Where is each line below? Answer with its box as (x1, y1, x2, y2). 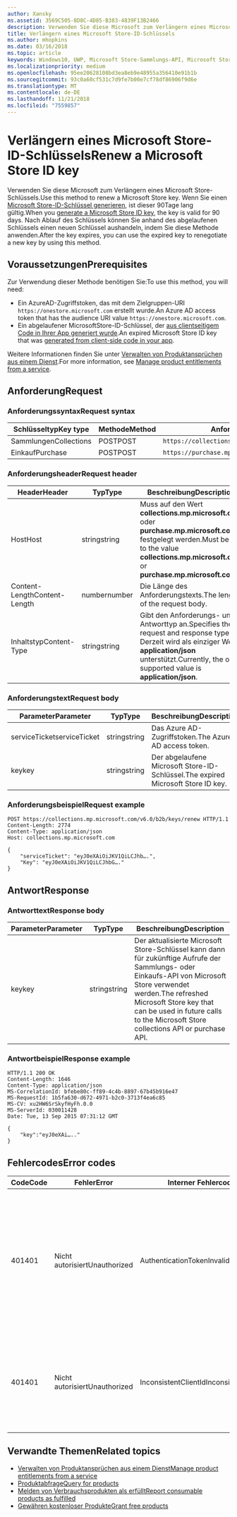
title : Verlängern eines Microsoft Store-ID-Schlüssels (7, 30, 175, 37)
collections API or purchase (134, 1023, 226, 1033)
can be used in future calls (134, 1006, 222, 1016)
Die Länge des (140, 581, 188, 591)
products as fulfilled (17, 1494, 76, 1502)
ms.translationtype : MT (7, 83, 78, 90)
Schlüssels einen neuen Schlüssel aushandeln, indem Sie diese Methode (7, 223, 219, 231)
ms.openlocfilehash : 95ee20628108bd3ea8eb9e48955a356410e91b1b (7, 69, 197, 76)
